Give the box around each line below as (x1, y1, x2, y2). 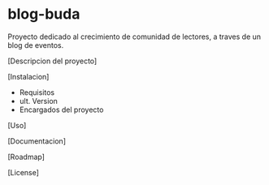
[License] (7, 167, 40, 177)
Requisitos (19, 87, 55, 97)
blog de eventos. (7, 40, 64, 49)
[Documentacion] (7, 136, 67, 146)
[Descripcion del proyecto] (7, 56, 98, 66)
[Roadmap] (7, 152, 46, 161)
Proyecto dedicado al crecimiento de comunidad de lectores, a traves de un (7, 32, 262, 41)
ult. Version (19, 96, 59, 105)
